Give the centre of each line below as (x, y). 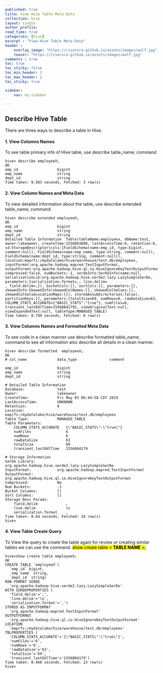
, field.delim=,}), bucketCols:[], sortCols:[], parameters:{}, (71, 286)
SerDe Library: (20, 461)
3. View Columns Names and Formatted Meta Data (57, 326)
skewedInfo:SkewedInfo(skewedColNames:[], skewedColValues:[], (70, 290)
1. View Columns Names (30, 142)
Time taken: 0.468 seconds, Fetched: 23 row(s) (54, 662)
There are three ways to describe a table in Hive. (54, 130)
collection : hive (23, 18)
